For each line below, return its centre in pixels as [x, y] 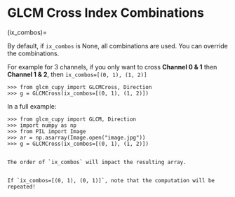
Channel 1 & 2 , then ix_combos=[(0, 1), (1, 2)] [77, 74]
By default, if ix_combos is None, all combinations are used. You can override [117, 46]
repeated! [22, 186]
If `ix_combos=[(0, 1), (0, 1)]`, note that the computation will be [111, 180]
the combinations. [33, 53]
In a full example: [32, 106]
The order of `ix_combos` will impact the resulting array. [97, 162]
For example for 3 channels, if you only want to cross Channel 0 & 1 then [112, 67]
